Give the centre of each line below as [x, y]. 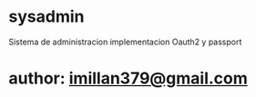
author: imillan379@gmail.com [128, 78]
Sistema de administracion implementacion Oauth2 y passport [125, 42]
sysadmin [46, 17]
